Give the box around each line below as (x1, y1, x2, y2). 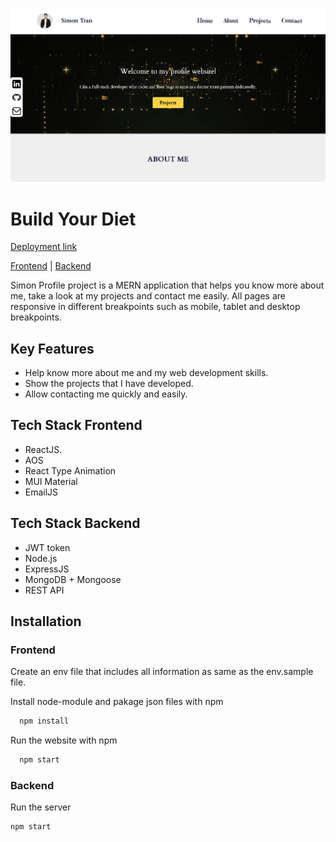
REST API (24, 584, 65, 596)
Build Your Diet (10, 208, 137, 230)
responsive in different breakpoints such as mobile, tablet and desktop (10, 301, 301, 313)
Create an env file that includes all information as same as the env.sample (10, 666, 314, 678)
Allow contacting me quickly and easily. (24, 388, 188, 400)
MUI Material (24, 475, 78, 487)
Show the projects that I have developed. (24, 378, 194, 390)
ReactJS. (24, 443, 63, 455)
